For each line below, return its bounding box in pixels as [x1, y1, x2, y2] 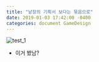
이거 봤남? [15, 49, 39, 57]
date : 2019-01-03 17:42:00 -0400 [6, 15, 91, 21]
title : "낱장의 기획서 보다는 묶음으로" [6, 9, 94, 15]
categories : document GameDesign [6, 20, 91, 26]
